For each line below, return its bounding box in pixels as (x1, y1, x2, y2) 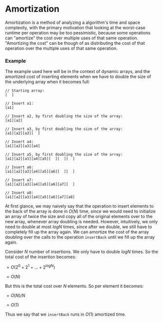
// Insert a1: (5, 101, 34, 106)
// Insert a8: (5, 191, 34, 196)
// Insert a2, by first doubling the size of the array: (5, 114, 123, 119)
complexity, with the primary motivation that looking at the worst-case (5, 24, 146, 30)
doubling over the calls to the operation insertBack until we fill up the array (5, 234, 155, 240)
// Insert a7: (5, 178, 34, 183)
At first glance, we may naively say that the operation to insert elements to (5, 203, 154, 209)
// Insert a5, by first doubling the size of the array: (5, 152, 123, 157)
